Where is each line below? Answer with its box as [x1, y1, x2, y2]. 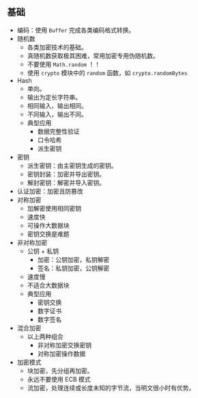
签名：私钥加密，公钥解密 [37, 264, 110, 272]
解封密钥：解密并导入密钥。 [27, 178, 106, 187]
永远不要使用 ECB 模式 [27, 375, 91, 383]
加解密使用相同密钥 [27, 204, 82, 212]
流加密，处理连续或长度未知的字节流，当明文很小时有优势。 [27, 384, 195, 392]
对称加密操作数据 [37, 349, 86, 358]
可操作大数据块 [27, 221, 70, 229]
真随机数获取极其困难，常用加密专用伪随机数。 [27, 51, 159, 59]
